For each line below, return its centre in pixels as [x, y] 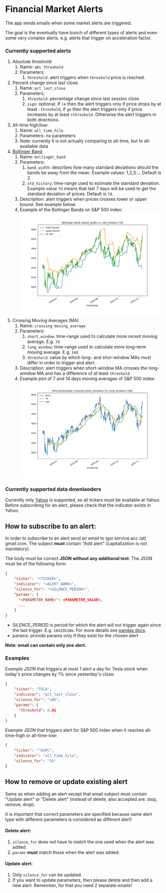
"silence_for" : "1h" [35, 761]
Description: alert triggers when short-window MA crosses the [83, 368]
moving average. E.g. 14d [53, 352]
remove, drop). [20, 804]
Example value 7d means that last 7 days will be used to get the [91, 189]
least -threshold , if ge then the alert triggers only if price [85, 109]
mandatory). [18, 549]
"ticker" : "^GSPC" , [34, 751]
